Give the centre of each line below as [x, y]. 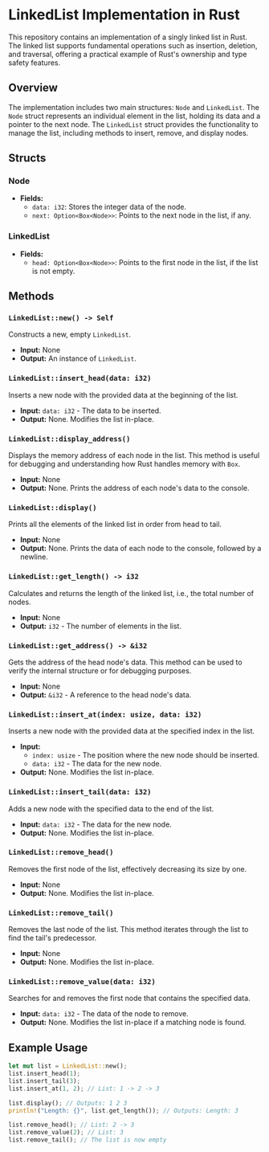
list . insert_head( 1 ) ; [45, 1074]
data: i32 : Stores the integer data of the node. [109, 207]
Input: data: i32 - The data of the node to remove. [104, 1014]
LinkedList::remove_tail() [61, 913]
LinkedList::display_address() [69, 439]
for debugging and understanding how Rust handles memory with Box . [124, 464]
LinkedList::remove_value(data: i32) [82, 982]
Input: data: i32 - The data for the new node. [96, 824]
